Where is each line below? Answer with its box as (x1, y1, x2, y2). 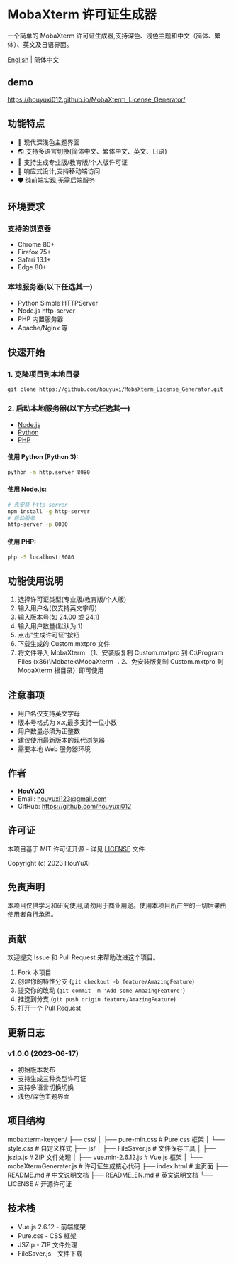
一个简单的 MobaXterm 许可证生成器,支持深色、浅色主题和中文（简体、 (7, 31, 215, 40)
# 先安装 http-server (7, 501, 68, 508)
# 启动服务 (7, 515, 35, 522)
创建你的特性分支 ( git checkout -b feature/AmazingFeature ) (17, 977, 195, 986)
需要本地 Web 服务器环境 (17, 745, 91, 753)
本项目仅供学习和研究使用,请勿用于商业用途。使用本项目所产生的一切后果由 (7, 901, 227, 910)
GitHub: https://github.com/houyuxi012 (17, 802, 132, 810)
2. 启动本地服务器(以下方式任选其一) (7, 404, 130, 414)
